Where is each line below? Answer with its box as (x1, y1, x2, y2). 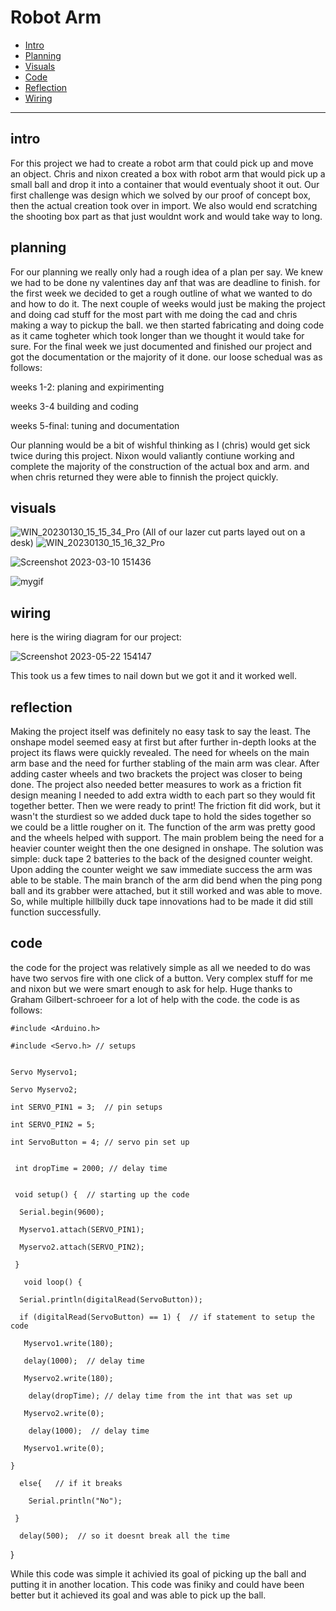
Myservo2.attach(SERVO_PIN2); (19, 1242, 145, 1252)
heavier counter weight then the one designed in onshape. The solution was (10, 842, 324, 854)
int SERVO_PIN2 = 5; (10, 1119, 97, 1130)
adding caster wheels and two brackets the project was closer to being (10, 768, 303, 780)
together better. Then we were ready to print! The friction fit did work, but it (10, 800, 321, 811)
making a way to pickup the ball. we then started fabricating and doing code (10, 319, 325, 331)
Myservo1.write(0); (23, 1443, 105, 1453)
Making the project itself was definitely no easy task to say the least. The (10, 726, 311, 737)
